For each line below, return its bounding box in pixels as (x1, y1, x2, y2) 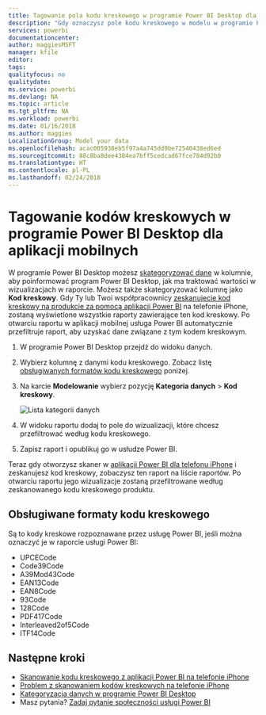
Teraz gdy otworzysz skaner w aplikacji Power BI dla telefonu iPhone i (8, 459, 237, 468)
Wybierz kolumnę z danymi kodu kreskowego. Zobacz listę (19, 357, 212, 367)
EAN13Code (19, 578, 59, 587)
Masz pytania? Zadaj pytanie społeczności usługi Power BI (19, 698, 211, 707)
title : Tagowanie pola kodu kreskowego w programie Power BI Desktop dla (8, 11, 257, 20)
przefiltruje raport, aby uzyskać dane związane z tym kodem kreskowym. (8, 327, 248, 336)
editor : (8, 56, 34, 64)
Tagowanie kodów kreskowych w (8, 208, 231, 226)
